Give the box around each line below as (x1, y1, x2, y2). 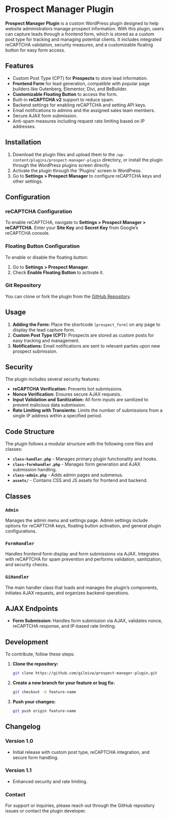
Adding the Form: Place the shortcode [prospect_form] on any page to (12, 321, 160, 327)
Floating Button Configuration (5, 243, 80, 250)
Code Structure (5, 427, 54, 436)
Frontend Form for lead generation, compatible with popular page (12, 80, 150, 86)
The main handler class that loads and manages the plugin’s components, (5, 584, 158, 590)
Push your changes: (12, 698, 56, 704)
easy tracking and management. (12, 337, 80, 344)
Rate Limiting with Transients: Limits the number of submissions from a (12, 407, 163, 413)
